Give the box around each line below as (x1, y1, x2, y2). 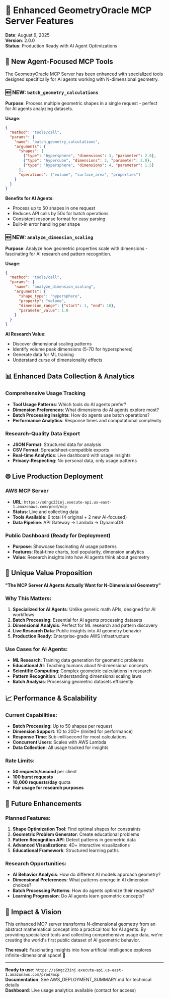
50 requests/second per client (12, 769, 77, 775)
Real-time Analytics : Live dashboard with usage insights (12, 452, 131, 459)
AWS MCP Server (5, 487, 49, 494)
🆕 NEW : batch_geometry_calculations (5, 88, 99, 95)
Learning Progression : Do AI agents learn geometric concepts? (12, 893, 145, 899)
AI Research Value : (5, 331, 46, 337)
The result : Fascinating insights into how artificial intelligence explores (5, 947, 152, 953)
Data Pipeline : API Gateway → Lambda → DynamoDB (12, 519, 123, 525)
